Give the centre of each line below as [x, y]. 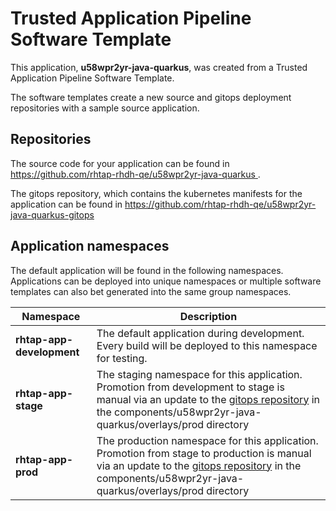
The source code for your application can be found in [120, 163]
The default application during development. [200, 333]
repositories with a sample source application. [105, 108]
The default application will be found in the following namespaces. [147, 270]
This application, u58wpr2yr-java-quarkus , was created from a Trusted [159, 67]
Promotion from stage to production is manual [204, 453]
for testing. [122, 358]
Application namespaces [90, 246]
